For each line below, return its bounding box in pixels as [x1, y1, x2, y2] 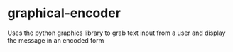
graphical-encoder [7, 5, 121, 21]
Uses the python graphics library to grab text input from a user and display [7, 28, 226, 37]
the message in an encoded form [7, 36, 104, 44]
